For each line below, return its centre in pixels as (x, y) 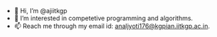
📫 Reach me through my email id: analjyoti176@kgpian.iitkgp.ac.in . (112, 26)
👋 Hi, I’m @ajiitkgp (40, 11)
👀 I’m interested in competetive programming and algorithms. (104, 18)
